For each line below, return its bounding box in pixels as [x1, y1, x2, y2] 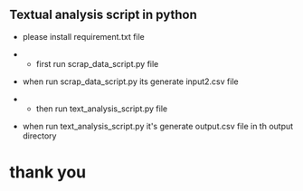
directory [22, 130, 57, 141]
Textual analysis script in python [9, 7, 197, 23]
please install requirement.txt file [22, 31, 145, 42]
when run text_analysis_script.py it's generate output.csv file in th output [22, 120, 294, 131]
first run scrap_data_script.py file [35, 58, 159, 69]
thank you [9, 162, 87, 182]
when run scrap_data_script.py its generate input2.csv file [22, 76, 239, 87]
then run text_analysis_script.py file [35, 103, 168, 114]
